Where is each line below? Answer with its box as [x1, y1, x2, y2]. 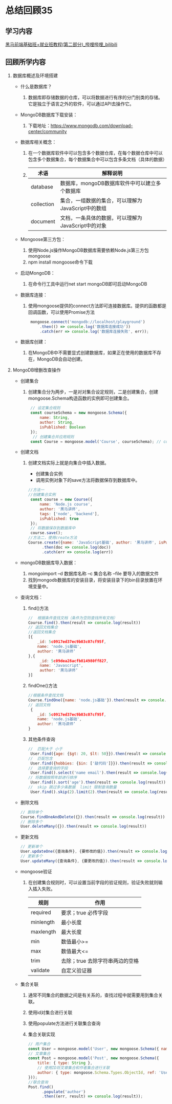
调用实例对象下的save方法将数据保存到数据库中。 [35, 477, 140, 483]
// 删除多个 [20, 819, 43, 825]
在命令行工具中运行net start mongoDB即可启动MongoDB [28, 280, 147, 287]
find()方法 [28, 605, 49, 611]
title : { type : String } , [37, 1060, 93, 1066]
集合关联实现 [28, 1031, 55, 1037]
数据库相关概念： [20, 139, 57, 145]
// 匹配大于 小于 [28, 746, 63, 752]
